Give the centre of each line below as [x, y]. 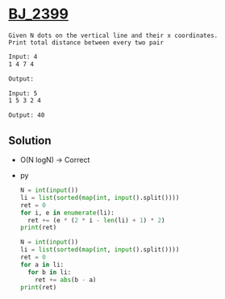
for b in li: [50, 272]
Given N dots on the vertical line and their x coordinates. [113, 35]
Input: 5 [23, 93]
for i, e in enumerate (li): [67, 213]
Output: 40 [27, 115]
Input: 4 [23, 56]
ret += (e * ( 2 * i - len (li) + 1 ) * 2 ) [96, 220]
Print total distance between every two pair [86, 42]
